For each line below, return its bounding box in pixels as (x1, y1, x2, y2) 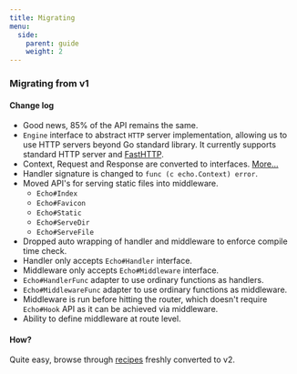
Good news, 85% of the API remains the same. (22, 120, 199, 131)
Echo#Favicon (36, 199, 87, 208)
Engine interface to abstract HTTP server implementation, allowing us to (22, 129, 288, 141)
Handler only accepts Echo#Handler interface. (22, 256, 193, 267)
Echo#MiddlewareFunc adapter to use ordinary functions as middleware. (22, 284, 288, 296)
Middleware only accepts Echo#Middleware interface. (22, 265, 220, 276)
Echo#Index (36, 189, 78, 198)
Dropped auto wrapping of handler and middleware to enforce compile (22, 236, 289, 247)
